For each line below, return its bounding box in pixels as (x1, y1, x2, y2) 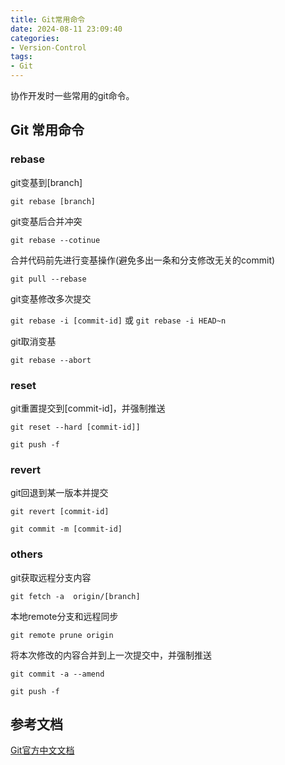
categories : (10, 33, 60, 43)
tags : (10, 52, 33, 62)
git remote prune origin (10, 630, 114, 640)
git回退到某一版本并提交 (10, 487, 109, 499)
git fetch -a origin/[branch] (10, 591, 141, 601)
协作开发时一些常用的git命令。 (10, 90, 135, 101)
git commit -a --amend (10, 669, 105, 679)
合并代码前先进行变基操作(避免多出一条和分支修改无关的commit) (10, 254, 276, 266)
